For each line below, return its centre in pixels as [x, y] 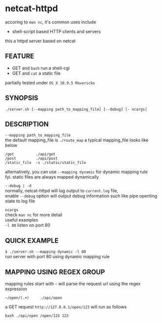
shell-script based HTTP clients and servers [56, 31]
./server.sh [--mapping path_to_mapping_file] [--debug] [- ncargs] [76, 109]
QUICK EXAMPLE [32, 240]
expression [16, 289]
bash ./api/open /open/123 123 [37, 316]
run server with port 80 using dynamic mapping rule [57, 257]
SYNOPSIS [22, 98]
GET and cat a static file [36, 73]
